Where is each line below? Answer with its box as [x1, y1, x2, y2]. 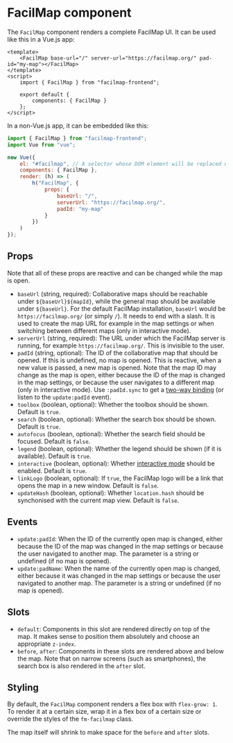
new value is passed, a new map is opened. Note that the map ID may [17, 363, 217, 372]
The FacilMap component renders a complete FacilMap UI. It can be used [7, 28, 216, 36]
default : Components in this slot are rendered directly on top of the [17, 624, 210, 633]
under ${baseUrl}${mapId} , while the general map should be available [17, 297, 216, 305]
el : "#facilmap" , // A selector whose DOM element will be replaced [19, 160, 222, 167]
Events [7, 516, 38, 528]
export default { [19, 91, 70, 98]
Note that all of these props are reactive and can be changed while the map [7, 268, 223, 277]
